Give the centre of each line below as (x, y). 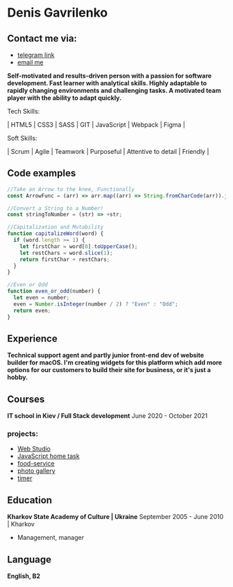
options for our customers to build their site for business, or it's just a (109, 370)
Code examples (42, 174)
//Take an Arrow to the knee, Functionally (71, 189)
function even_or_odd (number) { (54, 291)
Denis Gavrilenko (58, 13)
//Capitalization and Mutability (55, 227)
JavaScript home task (48, 456)
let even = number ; (42, 298)
